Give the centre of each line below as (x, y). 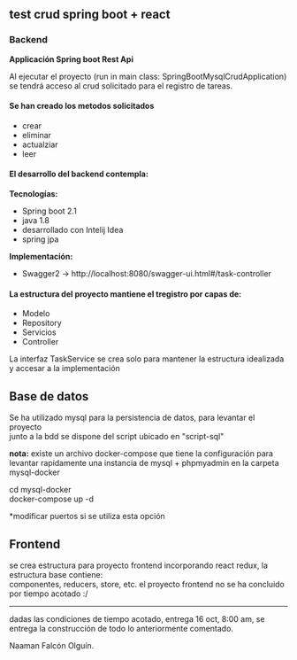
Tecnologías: (34, 194)
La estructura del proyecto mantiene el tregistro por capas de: (125, 294)
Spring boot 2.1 (49, 211)
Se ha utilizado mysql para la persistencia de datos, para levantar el (132, 418)
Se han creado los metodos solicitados (82, 106)
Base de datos (49, 396)
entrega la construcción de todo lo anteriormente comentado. (122, 628)
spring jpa (40, 239)
